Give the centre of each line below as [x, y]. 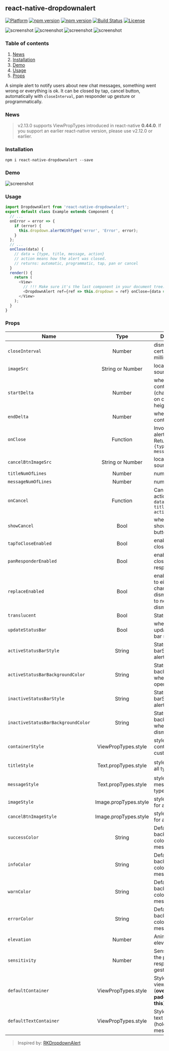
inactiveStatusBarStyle [36, 699]
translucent [22, 615]
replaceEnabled [26, 591]
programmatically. [24, 102]
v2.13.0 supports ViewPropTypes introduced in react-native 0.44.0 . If [89, 126]
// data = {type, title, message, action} [59, 254]
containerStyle [26, 746]
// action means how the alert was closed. [61, 259]
